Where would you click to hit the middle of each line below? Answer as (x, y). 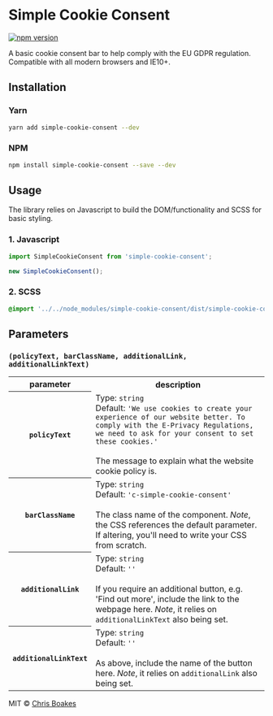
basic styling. (31, 219)
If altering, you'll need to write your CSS (171, 535)
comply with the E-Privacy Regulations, (175, 425)
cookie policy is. (126, 471)
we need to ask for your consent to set (175, 433)
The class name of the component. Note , (173, 514)
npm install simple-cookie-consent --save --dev (92, 165)
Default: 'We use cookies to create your (174, 408)
